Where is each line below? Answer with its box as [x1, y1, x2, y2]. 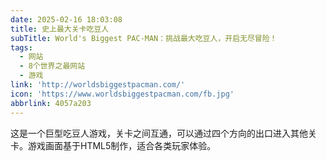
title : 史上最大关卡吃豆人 [10, 24, 110, 34]
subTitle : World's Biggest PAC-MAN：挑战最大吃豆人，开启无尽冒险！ [10, 33, 278, 43]
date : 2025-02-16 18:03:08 [10, 14, 123, 25]
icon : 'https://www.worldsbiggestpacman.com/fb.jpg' [10, 89, 235, 99]
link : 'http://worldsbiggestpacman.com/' [10, 80, 186, 90]
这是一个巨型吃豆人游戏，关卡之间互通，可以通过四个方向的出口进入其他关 [10, 127, 317, 139]
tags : [10, 42, 33, 53]
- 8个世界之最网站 [19, 61, 86, 71]
